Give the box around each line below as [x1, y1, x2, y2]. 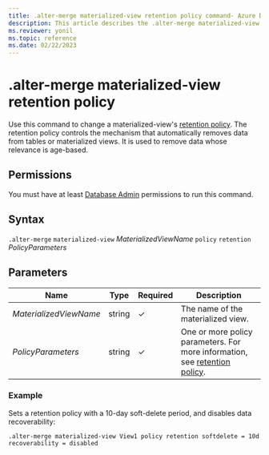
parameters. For [180, 336, 242, 347]
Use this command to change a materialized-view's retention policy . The [8, 119, 247, 129]
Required [137, 289, 174, 300]
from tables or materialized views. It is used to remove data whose [8, 137, 227, 147]
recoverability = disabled [8, 439, 98, 447]
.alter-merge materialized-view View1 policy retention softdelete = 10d [8, 432, 260, 441]
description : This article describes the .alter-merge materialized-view [8, 19, 260, 27]
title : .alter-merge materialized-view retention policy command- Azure [8, 11, 256, 20]
